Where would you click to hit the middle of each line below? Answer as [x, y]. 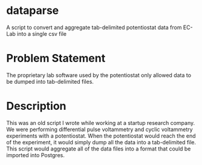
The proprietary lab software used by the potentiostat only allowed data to [99, 75]
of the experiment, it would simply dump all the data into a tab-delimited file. [101, 142]
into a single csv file [42, 33]
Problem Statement [56, 59]
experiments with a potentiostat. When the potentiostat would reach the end [101, 136]
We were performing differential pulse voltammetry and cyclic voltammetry [99, 129]
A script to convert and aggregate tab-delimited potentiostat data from [94, 27]
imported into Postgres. [35, 155]
